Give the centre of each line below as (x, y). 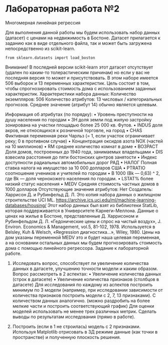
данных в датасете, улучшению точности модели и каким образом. (85, 268)
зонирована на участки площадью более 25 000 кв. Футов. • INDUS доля (84, 125)
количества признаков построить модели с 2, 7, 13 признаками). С (84, 295)
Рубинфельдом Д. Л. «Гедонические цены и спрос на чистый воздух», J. (83, 221)
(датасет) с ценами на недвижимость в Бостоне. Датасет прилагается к (83, 38)
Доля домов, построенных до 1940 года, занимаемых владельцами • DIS (84, 152)
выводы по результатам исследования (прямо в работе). (74, 317)
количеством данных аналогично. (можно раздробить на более (81, 301)
